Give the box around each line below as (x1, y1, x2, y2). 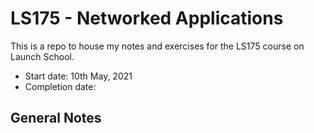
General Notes (10, 110, 102, 127)
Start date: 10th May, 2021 (24, 70, 133, 82)
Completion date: (24, 80, 97, 92)
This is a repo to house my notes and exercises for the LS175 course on (10, 40, 305, 52)
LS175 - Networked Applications (10, 7, 284, 30)
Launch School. (10, 50, 75, 62)
